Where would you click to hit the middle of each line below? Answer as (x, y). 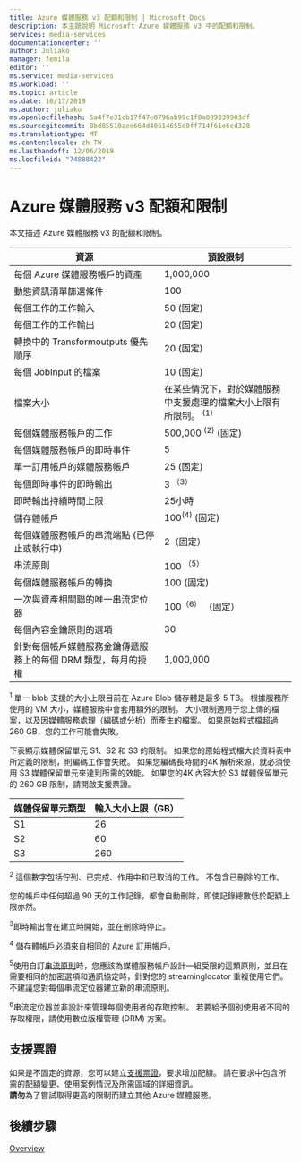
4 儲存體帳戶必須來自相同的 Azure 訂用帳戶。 (93, 945)
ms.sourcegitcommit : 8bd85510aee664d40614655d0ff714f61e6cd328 (130, 126)
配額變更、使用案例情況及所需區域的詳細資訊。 (111, 1084)
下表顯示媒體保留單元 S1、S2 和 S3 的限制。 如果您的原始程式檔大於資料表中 (150, 750)
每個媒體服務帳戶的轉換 (64, 583)
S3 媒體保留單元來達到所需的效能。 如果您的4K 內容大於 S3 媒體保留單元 (154, 773)
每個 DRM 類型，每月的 (89, 660)
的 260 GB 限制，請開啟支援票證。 (73, 784)
